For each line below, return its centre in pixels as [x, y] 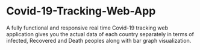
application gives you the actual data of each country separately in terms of [100, 34]
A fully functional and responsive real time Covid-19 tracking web [87, 28]
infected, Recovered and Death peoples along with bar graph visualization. [99, 40]
